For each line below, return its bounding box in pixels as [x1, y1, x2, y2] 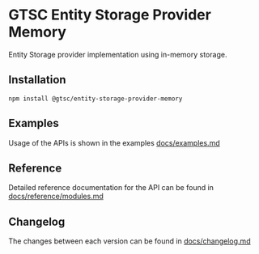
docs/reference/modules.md [8, 192, 104, 201]
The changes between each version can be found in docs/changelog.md [8, 236, 251, 246]
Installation [8, 73, 66, 87]
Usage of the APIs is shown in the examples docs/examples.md [8, 138, 220, 147]
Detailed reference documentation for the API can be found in [8, 183, 214, 193]
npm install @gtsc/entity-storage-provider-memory [8, 95, 183, 103]
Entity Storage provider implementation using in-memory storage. [8, 49, 227, 59]
